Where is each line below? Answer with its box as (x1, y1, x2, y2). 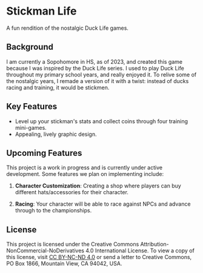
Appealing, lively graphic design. (15, 130, 97, 138)
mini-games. (15, 124, 47, 131)
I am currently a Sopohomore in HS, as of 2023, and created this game (6, 58, 183, 65)
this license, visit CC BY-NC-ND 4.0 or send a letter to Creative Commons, (6, 254, 192, 261)
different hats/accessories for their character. (15, 189, 129, 196)
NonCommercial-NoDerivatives (6, 247, 85, 254)
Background (6, 42, 53, 52)
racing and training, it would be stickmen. (6, 84, 110, 91)
